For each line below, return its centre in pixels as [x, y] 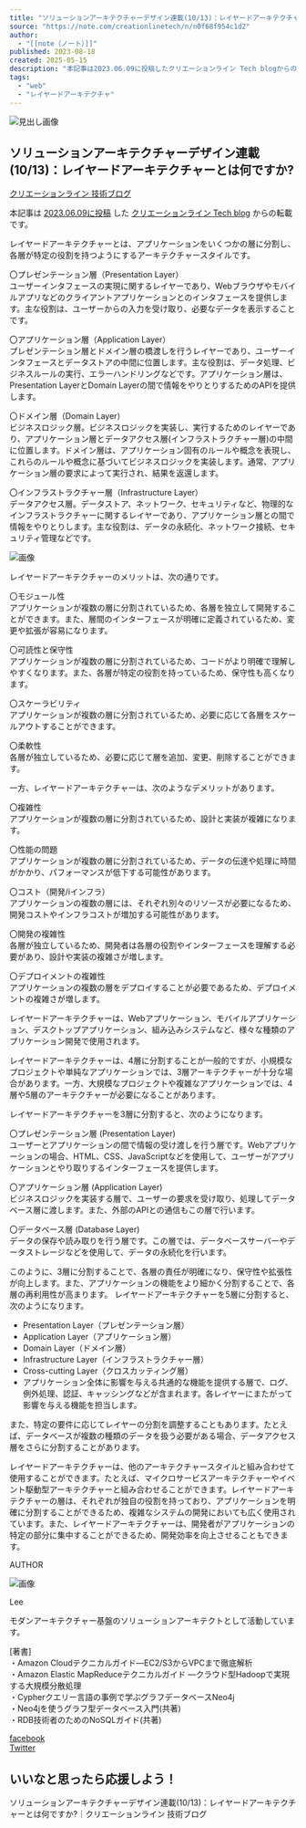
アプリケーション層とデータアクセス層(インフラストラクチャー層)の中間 [159, 439]
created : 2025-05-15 [49, 60]
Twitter [23, 1748]
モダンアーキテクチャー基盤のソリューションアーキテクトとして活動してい [148, 1621]
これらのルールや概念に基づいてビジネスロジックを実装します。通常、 [141, 462]
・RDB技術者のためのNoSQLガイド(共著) [86, 1720]
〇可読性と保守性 [41, 650]
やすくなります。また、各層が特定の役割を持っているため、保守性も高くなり [153, 673]
